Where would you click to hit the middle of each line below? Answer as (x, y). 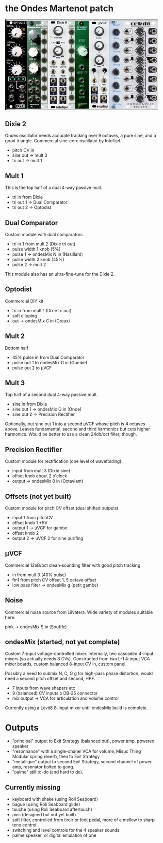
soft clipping (24, 316)
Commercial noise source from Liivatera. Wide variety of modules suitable (79, 612)
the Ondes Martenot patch (59, 9)
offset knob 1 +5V (30, 523)
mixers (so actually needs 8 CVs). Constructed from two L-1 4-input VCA (78, 659)
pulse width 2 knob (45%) (38, 259)
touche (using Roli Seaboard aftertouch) (52, 809)
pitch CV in (23, 150)
